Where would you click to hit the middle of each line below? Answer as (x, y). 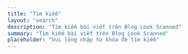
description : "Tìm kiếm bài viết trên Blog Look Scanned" (94, 27)
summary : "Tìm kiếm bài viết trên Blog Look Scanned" (88, 33)
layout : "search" (33, 20)
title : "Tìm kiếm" (34, 14)
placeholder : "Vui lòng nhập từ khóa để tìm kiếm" (83, 40)
